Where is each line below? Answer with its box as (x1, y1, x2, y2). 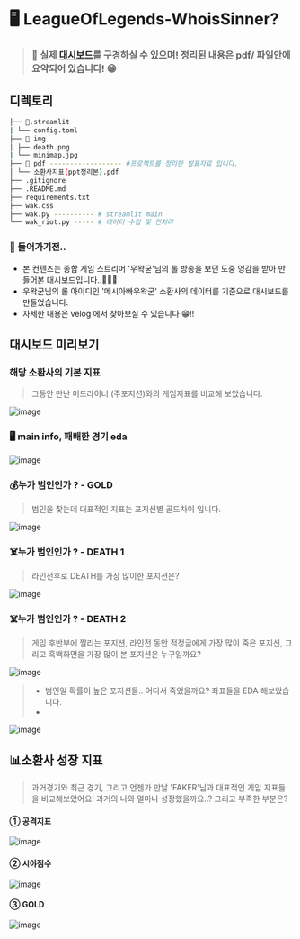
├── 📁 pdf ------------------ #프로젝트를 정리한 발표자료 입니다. (9, 159, 239, 168)
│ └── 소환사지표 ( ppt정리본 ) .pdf (9, 167, 119, 177)
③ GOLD (9, 899, 45, 910)
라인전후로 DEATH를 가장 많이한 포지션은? (31, 571, 180, 582)
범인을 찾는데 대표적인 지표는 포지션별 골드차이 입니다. (31, 503, 222, 514)
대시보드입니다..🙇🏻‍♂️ (46, 274, 119, 285)
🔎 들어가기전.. (9, 241, 66, 254)
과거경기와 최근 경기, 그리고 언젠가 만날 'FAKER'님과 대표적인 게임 (31, 782, 262, 793)
